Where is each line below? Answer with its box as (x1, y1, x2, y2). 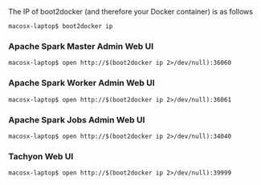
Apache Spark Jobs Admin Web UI (8, 114, 145, 125)
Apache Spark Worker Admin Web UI (8, 78, 155, 89)
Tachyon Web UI (8, 151, 74, 162)
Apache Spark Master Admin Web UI (8, 40, 154, 51)
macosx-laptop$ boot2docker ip (8, 22, 113, 30)
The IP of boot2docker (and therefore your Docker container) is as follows (8, 7, 253, 16)
